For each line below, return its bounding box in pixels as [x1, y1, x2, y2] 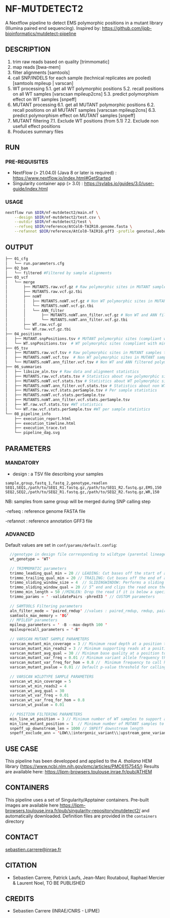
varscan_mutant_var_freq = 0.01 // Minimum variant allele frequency [10, 655, 159, 661]
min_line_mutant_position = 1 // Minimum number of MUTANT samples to [10, 721, 164, 726]
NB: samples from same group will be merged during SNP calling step [5, 498, 151, 504]
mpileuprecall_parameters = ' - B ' [10, 627, 80, 632]
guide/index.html [12, 186, 48, 192]
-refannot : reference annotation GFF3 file [5, 518, 93, 524]
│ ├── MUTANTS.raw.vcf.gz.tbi [5, 289, 82, 294]
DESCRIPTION [5, 45, 51, 54]
